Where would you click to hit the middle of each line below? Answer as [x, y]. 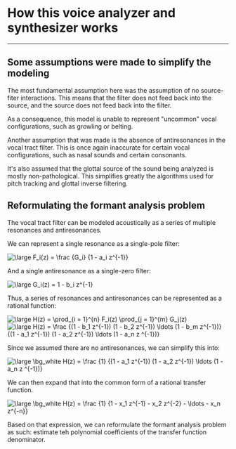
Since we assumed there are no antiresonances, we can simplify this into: [113, 347]
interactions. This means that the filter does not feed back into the [116, 98]
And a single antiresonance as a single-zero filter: [79, 271]
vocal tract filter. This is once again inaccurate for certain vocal [99, 147]
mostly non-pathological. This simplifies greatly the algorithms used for [111, 176]
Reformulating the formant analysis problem [106, 206]
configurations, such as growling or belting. [70, 126]
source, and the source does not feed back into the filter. [90, 105]
